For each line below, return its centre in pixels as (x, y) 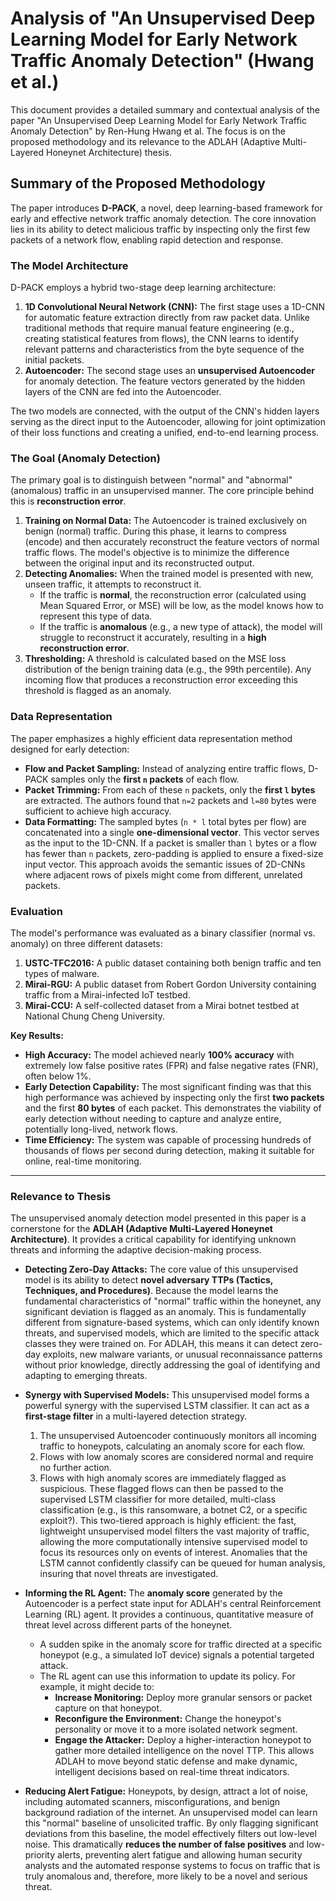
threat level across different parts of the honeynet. (128, 1625)
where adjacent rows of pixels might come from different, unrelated (163, 874)
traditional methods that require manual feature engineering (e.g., (159, 328)
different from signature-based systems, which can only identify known (172, 1323)
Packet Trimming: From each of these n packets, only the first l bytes (170, 789)
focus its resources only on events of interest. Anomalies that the (173, 1553)
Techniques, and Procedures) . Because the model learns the (151, 1291)
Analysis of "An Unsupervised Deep (163, 18)
